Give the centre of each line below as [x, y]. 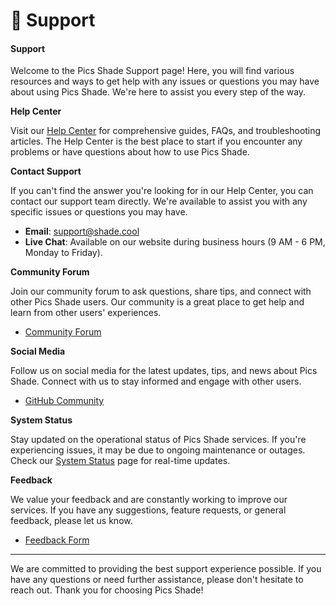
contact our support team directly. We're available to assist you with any [159, 201]
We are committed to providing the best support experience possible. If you [166, 569]
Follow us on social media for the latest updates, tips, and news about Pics [164, 371]
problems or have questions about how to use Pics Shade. [130, 152]
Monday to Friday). [63, 253]
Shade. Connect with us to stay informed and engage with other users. [156, 381]
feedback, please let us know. [71, 521]
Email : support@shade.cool [82, 231]
